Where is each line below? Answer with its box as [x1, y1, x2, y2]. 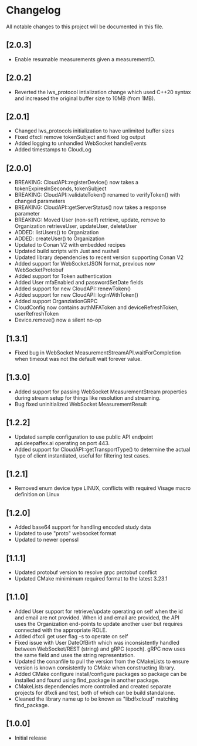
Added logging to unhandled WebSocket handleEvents [14, 140, 147, 147]
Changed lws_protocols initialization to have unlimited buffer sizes [14, 127, 175, 134]
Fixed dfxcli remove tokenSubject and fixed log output [14, 134, 145, 141]
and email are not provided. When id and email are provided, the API [14, 614, 180, 621]
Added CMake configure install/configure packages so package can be [14, 670, 187, 677]
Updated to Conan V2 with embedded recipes [14, 241, 126, 248]
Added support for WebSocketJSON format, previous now [14, 260, 155, 267]
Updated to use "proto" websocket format [14, 530, 116, 537]
